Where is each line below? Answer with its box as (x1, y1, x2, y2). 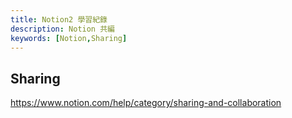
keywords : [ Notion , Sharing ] (10, 33, 128, 43)
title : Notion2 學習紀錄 (10, 14, 108, 25)
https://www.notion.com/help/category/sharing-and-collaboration (10, 97, 282, 109)
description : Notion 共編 (10, 24, 115, 34)
